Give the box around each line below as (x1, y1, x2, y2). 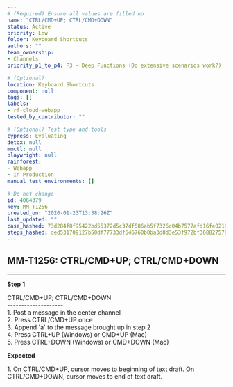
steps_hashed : (7, 229, 49, 236)
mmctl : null (7, 145, 42, 152)
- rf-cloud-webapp (7, 107, 60, 114)
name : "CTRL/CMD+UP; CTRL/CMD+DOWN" (7, 17, 113, 24)
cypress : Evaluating (7, 132, 67, 139)
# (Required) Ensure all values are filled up (7, 10, 144, 17)
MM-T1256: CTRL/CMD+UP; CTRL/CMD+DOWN (7, 255, 219, 267)
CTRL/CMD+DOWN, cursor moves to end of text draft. (7, 372, 163, 380)
